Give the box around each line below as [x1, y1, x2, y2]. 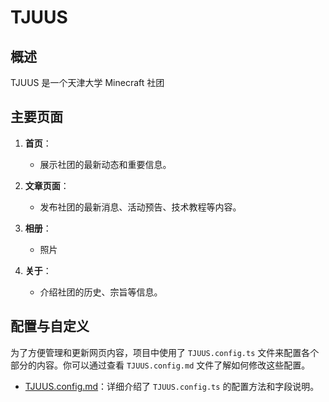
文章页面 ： [24, 179, 70, 191]
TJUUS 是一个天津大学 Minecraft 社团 [10, 77, 165, 88]
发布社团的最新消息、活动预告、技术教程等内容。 [39, 201, 242, 213]
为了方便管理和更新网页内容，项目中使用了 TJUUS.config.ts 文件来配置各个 [10, 346, 320, 358]
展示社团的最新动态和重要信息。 [39, 158, 172, 170]
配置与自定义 [10, 318, 90, 335]
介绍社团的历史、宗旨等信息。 [39, 286, 163, 298]
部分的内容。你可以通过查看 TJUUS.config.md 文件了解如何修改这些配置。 [10, 359, 311, 371]
